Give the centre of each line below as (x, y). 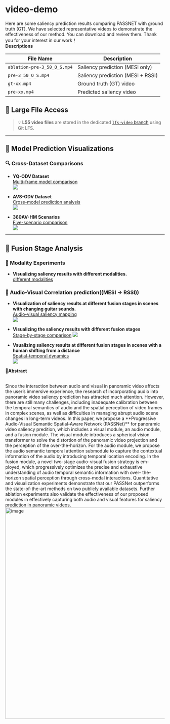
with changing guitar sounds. (44, 309)
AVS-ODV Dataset (32, 197)
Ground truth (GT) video (106, 83)
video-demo (32, 9)
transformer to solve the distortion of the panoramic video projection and (81, 440)
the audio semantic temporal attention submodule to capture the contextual (84, 451)
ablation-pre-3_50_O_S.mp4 (40, 67)
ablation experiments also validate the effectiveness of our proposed (77, 494)
